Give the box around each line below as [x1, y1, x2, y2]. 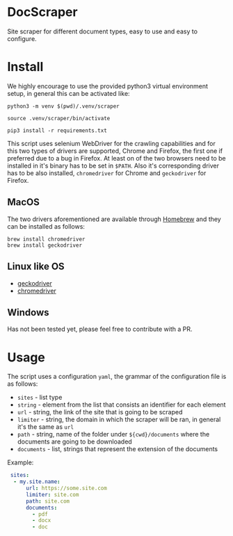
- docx [32, 517, 51, 524]
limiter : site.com [25, 491, 79, 498]
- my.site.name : [13, 478, 61, 485]
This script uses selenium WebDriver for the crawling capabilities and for [7, 139, 216, 147]
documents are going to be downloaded [17, 437, 132, 446]
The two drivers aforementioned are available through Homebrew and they [7, 215, 221, 223]
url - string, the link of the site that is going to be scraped [17, 408, 183, 416]
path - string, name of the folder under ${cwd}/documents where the [17, 430, 210, 439]
